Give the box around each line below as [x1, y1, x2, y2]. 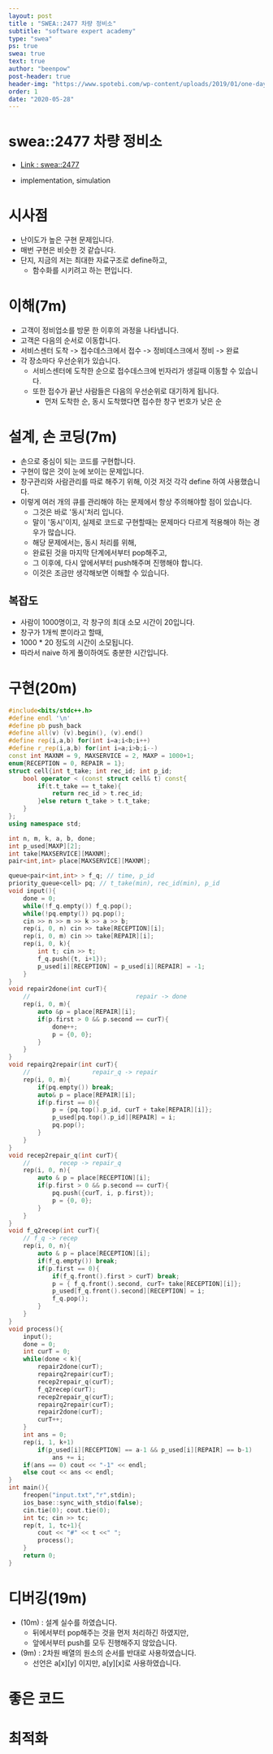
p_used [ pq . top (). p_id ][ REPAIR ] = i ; [51, 1114, 176, 1122]
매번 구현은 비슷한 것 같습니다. [19, 245, 116, 255]
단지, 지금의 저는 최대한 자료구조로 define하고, [19, 255, 168, 265]
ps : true [8, 42, 38, 50]
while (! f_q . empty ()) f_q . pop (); [23, 902, 132, 910]
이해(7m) [8, 297, 67, 315]
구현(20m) [8, 679, 77, 697]
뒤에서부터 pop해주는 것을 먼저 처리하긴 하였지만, [32, 1627, 189, 1637]
